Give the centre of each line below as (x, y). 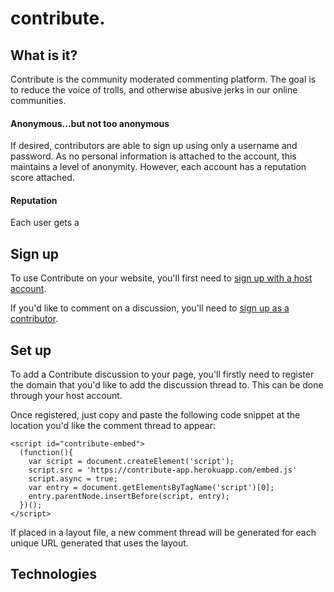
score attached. (42, 178)
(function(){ (46, 453)
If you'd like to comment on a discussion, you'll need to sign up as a (150, 308)
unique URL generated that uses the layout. (99, 543)
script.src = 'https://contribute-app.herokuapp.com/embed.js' (163, 470)
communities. (38, 100)
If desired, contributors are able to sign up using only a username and (154, 146)
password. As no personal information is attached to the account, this (153, 156)
